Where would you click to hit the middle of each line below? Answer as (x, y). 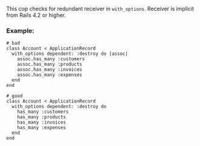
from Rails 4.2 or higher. (36, 15)
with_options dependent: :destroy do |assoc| (70, 54)
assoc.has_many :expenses (50, 75)
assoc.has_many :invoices (50, 70)
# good (15, 96)
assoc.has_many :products (50, 65)
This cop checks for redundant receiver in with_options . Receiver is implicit (100, 9)
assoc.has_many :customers (51, 59)
